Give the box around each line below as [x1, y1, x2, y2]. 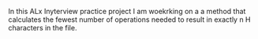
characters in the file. [8, 23, 77, 32]
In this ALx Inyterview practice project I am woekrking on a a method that [8, 7, 246, 16]
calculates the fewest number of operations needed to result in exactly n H [8, 15, 251, 24]
